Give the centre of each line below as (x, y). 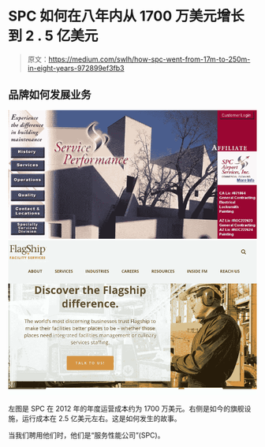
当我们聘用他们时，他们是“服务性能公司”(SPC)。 (86, 435)
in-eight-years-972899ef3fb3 (76, 68)
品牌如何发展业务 (50, 95)
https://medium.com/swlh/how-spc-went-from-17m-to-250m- (149, 59)
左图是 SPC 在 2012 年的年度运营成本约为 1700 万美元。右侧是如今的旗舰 (126, 408)
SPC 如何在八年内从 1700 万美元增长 (126, 16)
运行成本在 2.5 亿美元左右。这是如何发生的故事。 (101, 418)
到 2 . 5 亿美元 (53, 36)
